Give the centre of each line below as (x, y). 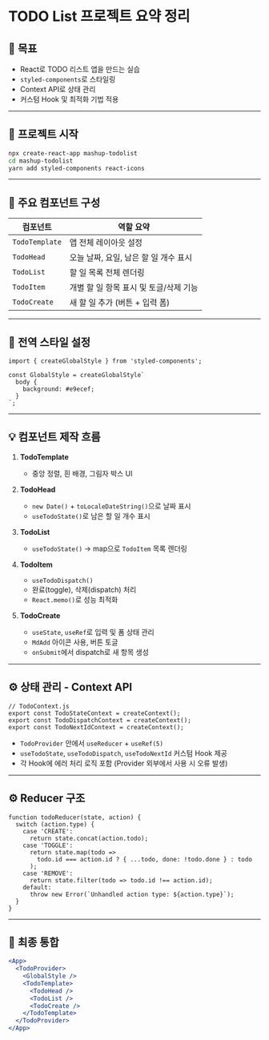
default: (37, 887)
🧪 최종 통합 (34, 942)
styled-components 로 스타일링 (68, 79)
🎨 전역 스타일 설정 (49, 342)
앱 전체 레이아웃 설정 (106, 243)
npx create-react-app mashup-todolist (73, 153)
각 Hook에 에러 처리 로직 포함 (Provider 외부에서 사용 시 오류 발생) (124, 763)
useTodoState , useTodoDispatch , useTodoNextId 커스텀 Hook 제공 (124, 753)
